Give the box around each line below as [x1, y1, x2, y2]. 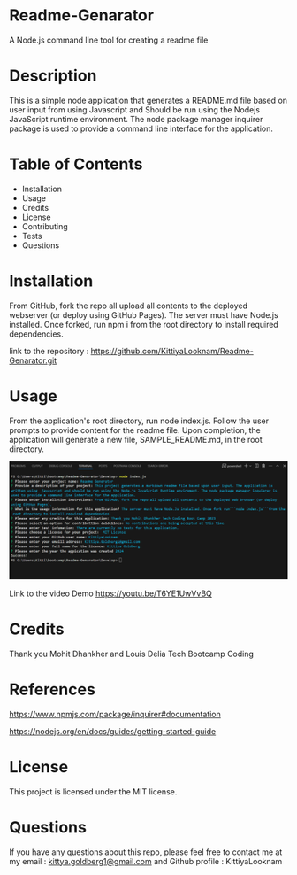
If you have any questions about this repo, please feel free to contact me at [9, 847, 283, 857]
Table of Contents [9, 154, 143, 174]
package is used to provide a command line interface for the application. [9, 123, 274, 134]
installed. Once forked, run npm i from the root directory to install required [9, 319, 278, 329]
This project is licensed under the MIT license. [9, 786, 178, 797]
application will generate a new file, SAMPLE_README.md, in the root [9, 434, 263, 445]
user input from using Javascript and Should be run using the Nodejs [9, 104, 261, 115]
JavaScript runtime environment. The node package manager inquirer [9, 113, 263, 124]
